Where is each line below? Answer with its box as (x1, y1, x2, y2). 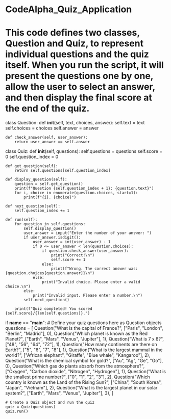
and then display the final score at (5, 92, 152, 103)
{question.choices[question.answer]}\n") (5, 271, 95, 276)
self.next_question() (23, 297, 70, 303)
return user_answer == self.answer (14, 139, 90, 145)
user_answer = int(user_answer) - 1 (32, 240, 111, 245)
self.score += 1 (51, 257, 86, 263)
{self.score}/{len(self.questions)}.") (5, 311, 90, 316)
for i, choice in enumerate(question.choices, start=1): (14, 190, 138, 196)
